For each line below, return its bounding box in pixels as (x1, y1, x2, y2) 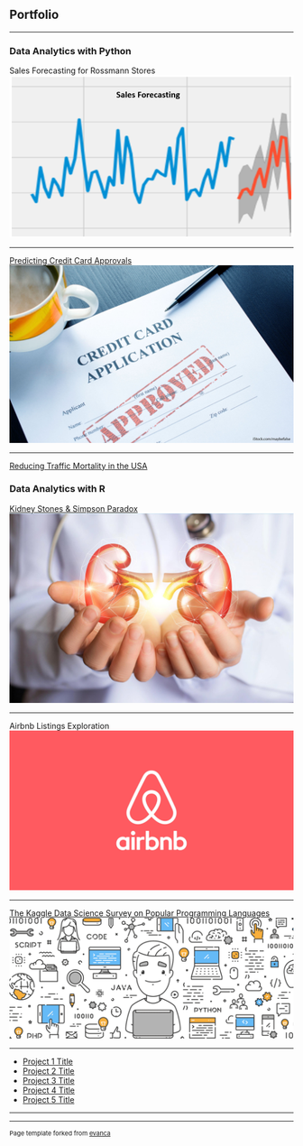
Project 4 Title (22, 1085, 75, 1095)
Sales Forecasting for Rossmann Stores (9, 65, 156, 76)
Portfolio (9, 7, 60, 23)
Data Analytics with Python (9, 44, 133, 57)
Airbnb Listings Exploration (9, 720, 110, 731)
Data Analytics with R (9, 483, 106, 495)
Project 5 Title (22, 1094, 75, 1104)
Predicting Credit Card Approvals (9, 254, 133, 265)
